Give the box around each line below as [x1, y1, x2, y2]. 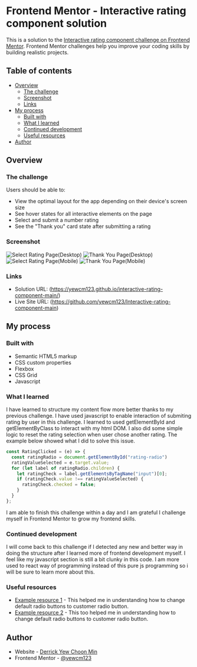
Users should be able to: [6, 186, 66, 193]
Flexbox [14, 365, 34, 372]
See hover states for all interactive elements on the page [14, 210, 152, 217]
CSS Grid [14, 371, 37, 379]
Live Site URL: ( [14, 298, 52, 305]
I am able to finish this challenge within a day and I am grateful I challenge [6, 509, 186, 516]
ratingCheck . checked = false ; [21, 481, 96, 488]
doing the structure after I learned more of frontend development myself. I [6, 549, 186, 557]
